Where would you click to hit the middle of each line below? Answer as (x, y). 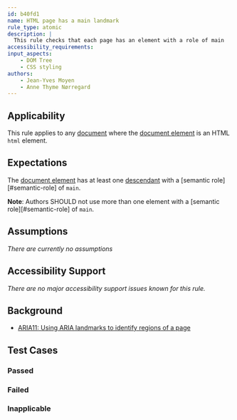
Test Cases (33, 350)
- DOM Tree (36, 61)
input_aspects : (30, 54)
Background (35, 311)
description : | (30, 34)
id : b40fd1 (23, 14)
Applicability (36, 116)
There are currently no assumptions (60, 249)
